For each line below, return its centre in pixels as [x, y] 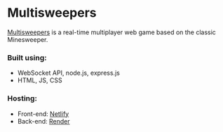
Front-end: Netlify [43, 114]
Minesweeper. [28, 39]
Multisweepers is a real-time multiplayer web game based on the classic [111, 32]
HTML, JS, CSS [40, 80]
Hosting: [22, 98]
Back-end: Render [43, 121]
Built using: [27, 57]
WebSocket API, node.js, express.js [69, 73]
